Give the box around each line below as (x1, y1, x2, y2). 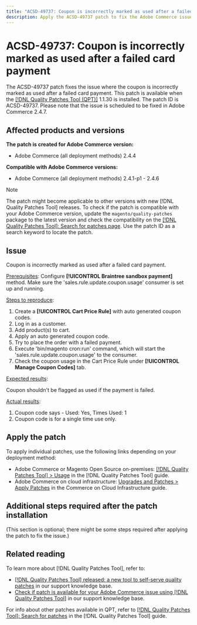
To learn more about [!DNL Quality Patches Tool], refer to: (6, 565, 145, 572)
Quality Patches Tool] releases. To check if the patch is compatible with (6, 204, 179, 211)
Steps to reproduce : (6, 296, 55, 303)
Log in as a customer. (14, 320, 67, 327)
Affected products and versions (6, 125, 125, 135)
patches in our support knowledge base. (14, 582, 113, 589)
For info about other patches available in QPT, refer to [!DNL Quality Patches (6, 606, 191, 613)
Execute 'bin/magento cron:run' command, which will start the (14, 345, 165, 352)
